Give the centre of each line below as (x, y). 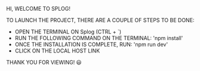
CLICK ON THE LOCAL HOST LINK (57, 51)
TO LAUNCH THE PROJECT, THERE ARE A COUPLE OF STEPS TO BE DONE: (100, 20)
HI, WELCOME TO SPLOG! (38, 9)
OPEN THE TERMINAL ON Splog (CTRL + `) (68, 32)
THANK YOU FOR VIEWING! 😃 (44, 62)
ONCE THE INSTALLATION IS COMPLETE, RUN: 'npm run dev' (91, 44)
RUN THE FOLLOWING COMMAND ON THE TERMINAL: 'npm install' (99, 38)
